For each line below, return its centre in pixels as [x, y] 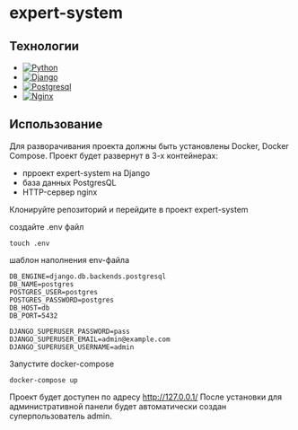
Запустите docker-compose [62, 364]
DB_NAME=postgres [42, 284]
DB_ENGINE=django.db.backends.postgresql [88, 276]
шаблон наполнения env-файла [70, 259]
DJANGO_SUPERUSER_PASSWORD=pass [70, 331]
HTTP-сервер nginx [60, 192]
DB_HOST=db [30, 308]
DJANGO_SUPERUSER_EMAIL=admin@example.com [90, 339]
